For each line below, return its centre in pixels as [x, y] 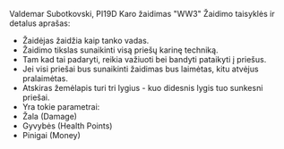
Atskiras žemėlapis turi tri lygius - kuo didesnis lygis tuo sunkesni [142, 88]
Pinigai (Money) [51, 135]
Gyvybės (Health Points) [67, 126]
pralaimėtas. [45, 79]
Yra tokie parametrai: [61, 107]
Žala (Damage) [50, 116]
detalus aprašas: [40, 23]
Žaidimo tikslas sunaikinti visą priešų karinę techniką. [120, 50]
